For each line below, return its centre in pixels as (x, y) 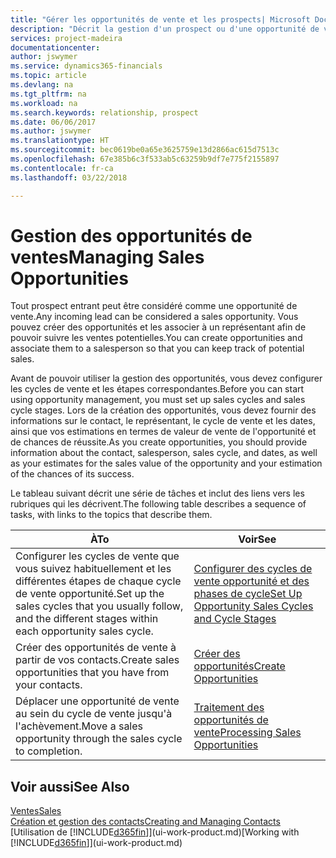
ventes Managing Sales (107, 257)
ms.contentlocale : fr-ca (62, 168)
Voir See (257, 539)
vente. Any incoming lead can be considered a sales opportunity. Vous (154, 317)
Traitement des (229, 708)
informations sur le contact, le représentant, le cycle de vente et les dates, (163, 421)
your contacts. (49, 685)
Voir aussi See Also (70, 786)
